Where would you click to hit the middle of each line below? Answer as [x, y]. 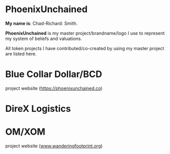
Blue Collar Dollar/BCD [54, 74]
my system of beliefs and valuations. [44, 38]
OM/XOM [25, 132]
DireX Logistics [38, 109]
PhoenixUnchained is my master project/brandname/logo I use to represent [85, 33]
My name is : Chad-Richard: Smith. [41, 23]
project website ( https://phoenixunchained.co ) [54, 88]
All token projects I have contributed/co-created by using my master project [85, 48]
